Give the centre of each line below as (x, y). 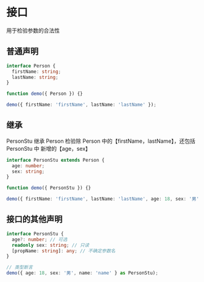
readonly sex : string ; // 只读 (51, 245)
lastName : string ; (35, 77)
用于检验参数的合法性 (33, 30)
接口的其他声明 (34, 219)
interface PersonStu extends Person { (55, 160)
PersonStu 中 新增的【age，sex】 (49, 148)
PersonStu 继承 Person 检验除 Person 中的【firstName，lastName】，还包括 (101, 141)
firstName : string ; (37, 71)
